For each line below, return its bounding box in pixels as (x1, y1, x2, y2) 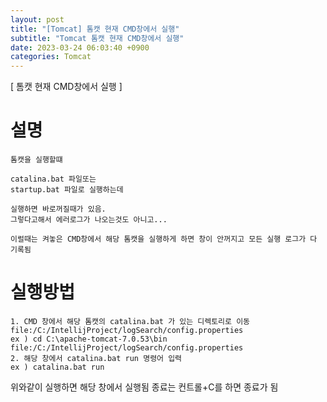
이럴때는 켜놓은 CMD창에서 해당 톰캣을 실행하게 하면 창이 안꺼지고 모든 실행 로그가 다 (10, 234, 318, 245)
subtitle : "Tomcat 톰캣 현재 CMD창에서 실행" (10, 33, 185, 43)
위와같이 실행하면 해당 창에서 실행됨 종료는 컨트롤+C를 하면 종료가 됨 (10, 381, 279, 393)
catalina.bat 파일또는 (10, 174, 97, 185)
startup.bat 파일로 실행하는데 (10, 185, 124, 195)
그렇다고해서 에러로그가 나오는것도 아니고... (10, 215, 168, 225)
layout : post (10, 14, 65, 25)
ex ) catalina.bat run (10, 362, 105, 372)
